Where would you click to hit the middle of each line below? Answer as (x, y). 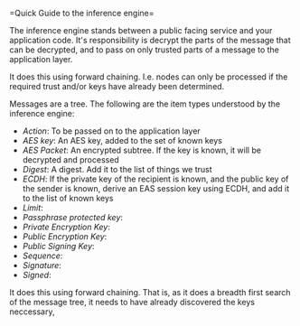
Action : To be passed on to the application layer (111, 131)
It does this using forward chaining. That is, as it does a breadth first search (150, 292)
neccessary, (33, 312)
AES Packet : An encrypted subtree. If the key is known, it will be (142, 150)
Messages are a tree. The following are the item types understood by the (145, 104)
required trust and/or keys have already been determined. (117, 86)
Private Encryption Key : (66, 227)
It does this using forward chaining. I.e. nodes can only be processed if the (149, 77)
